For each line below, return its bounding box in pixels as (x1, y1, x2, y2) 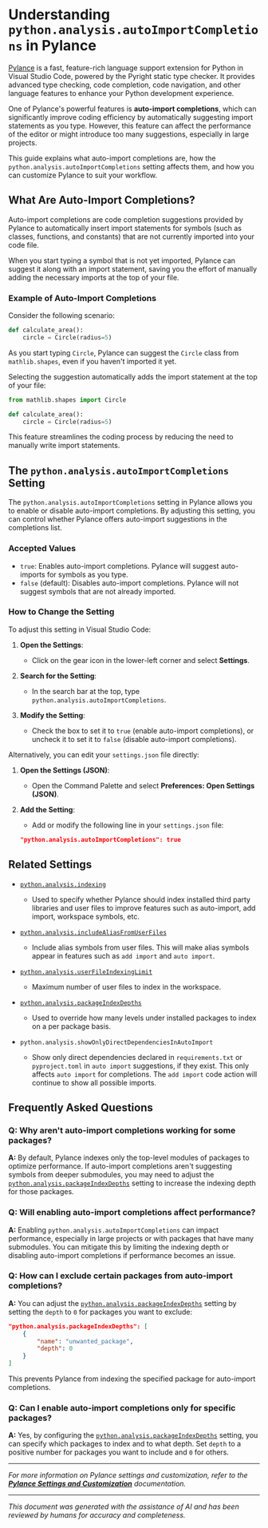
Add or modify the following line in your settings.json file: (31, 820, 224, 830)
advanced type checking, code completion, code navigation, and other (8, 80, 241, 89)
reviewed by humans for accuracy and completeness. (8, 1510, 186, 1520)
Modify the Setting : (19, 710, 85, 720)
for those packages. (8, 1187, 74, 1197)
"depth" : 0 (37, 1344, 73, 1353)
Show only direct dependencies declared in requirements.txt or (31, 1052, 243, 1062)
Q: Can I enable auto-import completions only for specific (8, 1402, 236, 1413)
